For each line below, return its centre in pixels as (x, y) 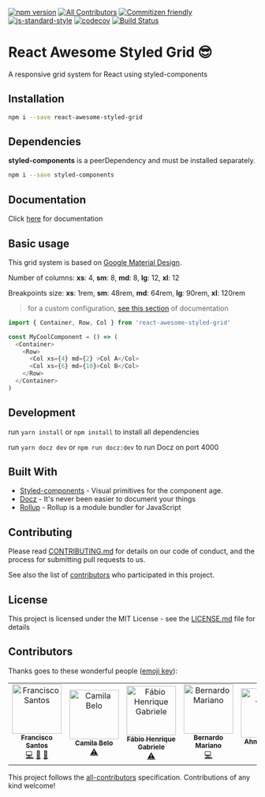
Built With (33, 472)
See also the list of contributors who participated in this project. (112, 575)
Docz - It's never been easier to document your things (107, 499)
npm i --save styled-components (61, 175)
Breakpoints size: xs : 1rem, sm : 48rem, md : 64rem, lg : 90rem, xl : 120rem (127, 292)
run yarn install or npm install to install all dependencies (104, 432)
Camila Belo (94, 743)
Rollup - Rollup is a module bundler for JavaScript (100, 508)
